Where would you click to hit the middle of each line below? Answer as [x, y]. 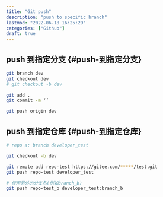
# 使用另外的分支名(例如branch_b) [44, 183]
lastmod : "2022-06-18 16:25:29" [46, 23]
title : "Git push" [29, 12]
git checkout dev [28, 79]
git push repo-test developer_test [50, 172]
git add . [18, 95]
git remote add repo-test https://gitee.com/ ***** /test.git [82, 167]
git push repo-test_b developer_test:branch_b [65, 188]
